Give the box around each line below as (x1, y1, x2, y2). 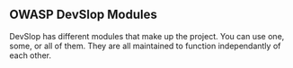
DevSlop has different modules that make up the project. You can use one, (9, 30, 285, 41)
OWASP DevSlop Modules (9, 7, 157, 22)
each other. (9, 49, 52, 61)
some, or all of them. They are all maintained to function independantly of (9, 40, 281, 51)
